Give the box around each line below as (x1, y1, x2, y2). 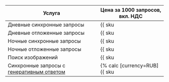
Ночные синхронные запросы (8, 38, 81, 44)
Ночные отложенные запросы (8, 46, 81, 52)
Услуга (43, 10, 60, 17)
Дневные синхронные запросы (8, 21, 84, 28)
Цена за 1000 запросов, (100, 7, 161, 13)
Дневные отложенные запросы (8, 30, 84, 36)
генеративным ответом (8, 68, 65, 75)
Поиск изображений (8, 54, 58, 61)
